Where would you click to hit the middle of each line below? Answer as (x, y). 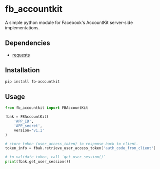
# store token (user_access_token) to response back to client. (72, 144)
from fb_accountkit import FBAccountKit (47, 108)
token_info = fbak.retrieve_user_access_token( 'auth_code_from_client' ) (80, 148)
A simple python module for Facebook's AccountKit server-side (69, 22)
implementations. (22, 27)
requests (21, 55)
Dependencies (28, 43)
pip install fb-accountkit (32, 82)
